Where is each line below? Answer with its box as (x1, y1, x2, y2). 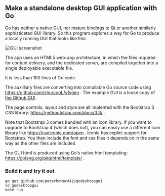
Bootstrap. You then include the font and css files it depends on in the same (5, 135, 160, 141)
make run (5, 188, 23, 193)
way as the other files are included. (5, 140, 77, 146)
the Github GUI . (5, 95, 38, 100)
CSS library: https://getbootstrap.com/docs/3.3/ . (5, 109, 105, 115)
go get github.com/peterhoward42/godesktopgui (5, 179, 103, 184)
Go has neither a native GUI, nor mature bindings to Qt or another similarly (5, 25, 156, 31)
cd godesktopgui (5, 183, 39, 188)
